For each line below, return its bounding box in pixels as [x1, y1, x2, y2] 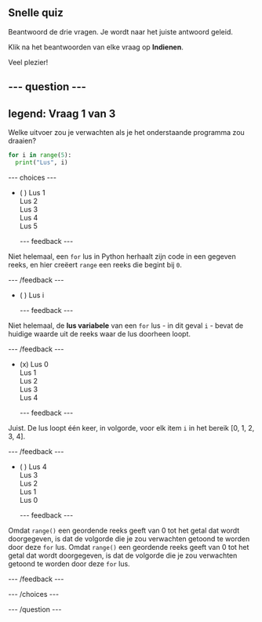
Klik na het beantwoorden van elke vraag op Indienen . [8, 42, 184, 52]
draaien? [8, 136, 37, 146]
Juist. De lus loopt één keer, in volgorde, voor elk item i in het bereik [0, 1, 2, [8, 423, 255, 432]
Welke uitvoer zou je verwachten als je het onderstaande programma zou [8, 128, 245, 137]
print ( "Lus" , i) [15, 158, 68, 166]
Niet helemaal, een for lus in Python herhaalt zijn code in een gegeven [8, 251, 237, 261]
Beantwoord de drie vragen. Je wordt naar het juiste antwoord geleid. [8, 27, 233, 36]
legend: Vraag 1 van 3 [8, 107, 116, 120]
